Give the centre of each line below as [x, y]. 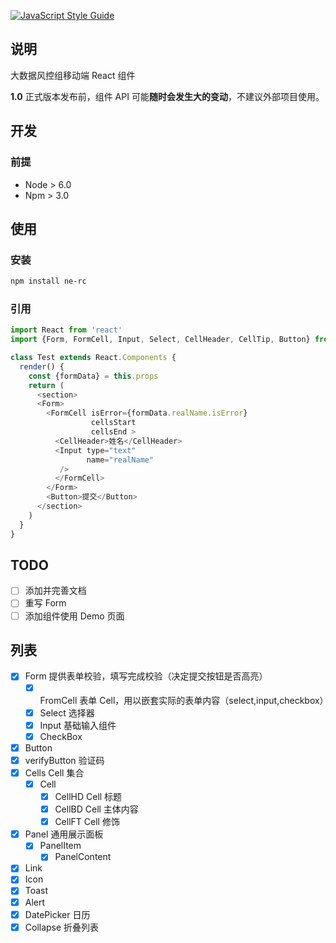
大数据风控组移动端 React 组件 [73, 75]
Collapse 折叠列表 [62, 927]
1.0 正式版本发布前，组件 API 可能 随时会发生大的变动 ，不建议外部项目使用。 [167, 96]
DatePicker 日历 [57, 914]
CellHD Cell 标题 [88, 796]
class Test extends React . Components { [93, 358]
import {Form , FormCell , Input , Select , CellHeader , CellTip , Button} [160, 340]
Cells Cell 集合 [54, 772]
